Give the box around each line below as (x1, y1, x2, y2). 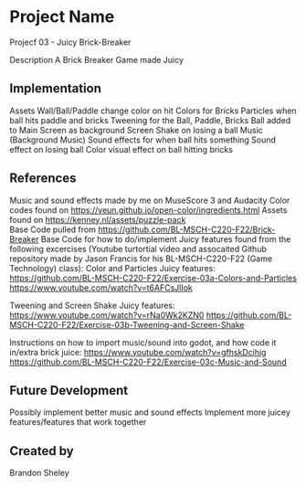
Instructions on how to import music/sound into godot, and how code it (9, 336, 277, 348)
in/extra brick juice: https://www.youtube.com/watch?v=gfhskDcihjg (9, 346, 267, 357)
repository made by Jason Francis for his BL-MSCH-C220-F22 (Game (9, 253, 272, 264)
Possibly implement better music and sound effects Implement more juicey (9, 407, 290, 418)
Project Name (9, 6, 115, 27)
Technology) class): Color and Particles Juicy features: (9, 262, 216, 273)
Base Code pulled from (9, 224, 96, 235)
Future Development (9, 382, 129, 398)
